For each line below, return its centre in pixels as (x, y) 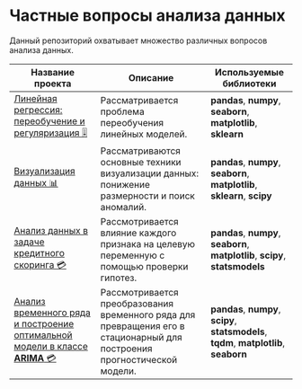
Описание (151, 77)
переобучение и (49, 120)
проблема (123, 111)
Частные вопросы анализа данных (147, 16)
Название (53, 72)
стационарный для (141, 337)
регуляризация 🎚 (51, 133)
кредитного (40, 253)
